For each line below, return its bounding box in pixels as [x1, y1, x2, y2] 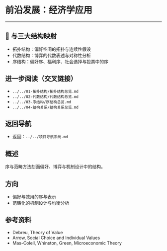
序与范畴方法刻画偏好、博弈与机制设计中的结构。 [5, 164, 105, 169]
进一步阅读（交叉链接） [5, 75, 77, 83]
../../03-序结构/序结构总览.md [12, 99, 71, 104]
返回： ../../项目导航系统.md [12, 134, 68, 140]
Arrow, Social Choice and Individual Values [12, 235, 100, 241]
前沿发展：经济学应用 [5, 4, 93, 16]
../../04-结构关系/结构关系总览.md [12, 105, 79, 110]
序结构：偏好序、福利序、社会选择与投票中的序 [12, 58, 108, 65]
